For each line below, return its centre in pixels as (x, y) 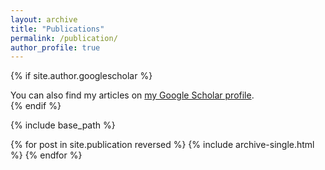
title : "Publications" (57, 29)
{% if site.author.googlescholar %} (81, 76)
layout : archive (44, 19)
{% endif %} (36, 106)
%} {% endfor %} (46, 155)
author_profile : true (55, 47)
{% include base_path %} (63, 125)
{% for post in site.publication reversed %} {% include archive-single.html (162, 145)
